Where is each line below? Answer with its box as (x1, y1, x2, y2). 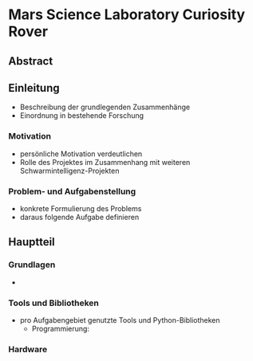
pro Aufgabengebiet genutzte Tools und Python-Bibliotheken (19, 315, 221, 324)
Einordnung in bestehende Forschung (19, 111, 144, 120)
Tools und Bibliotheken (8, 297, 100, 308)
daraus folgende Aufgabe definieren (19, 212, 140, 222)
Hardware (8, 343, 48, 355)
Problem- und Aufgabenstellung (8, 186, 136, 197)
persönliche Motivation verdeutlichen (19, 149, 143, 159)
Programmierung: (31, 324, 90, 333)
